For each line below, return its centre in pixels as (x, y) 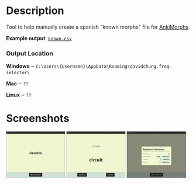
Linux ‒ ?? (19, 95)
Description (35, 11)
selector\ (18, 73)
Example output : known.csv (39, 38)
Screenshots (38, 119)
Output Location (30, 53)
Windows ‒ (20, 66)
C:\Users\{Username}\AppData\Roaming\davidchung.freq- (104, 67)
